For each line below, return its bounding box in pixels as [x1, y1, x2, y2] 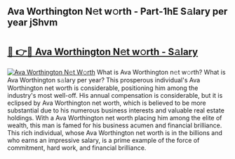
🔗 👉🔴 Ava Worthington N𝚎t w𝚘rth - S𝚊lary [7, 46, 199, 58]
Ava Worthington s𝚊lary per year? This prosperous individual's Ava [7, 76, 201, 84]
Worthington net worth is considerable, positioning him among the [7, 84, 199, 92]
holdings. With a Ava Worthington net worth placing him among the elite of [7, 114, 222, 122]
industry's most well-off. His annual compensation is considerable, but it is [7, 91, 223, 99]
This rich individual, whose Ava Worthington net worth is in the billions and [7, 129, 222, 136]
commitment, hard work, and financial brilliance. [7, 144, 147, 152]
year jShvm [7, 17, 58, 29]
